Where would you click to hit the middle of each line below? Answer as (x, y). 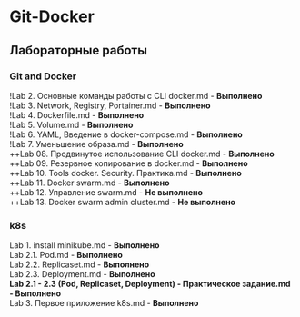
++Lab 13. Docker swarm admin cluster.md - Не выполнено (123, 202)
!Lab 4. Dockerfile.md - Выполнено (77, 114)
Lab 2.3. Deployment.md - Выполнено (82, 274)
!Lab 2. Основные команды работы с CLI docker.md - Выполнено (136, 95)
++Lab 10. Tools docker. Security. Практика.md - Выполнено (126, 173)
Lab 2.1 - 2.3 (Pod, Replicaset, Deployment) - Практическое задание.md (150, 284)
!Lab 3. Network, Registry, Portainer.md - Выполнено (110, 105)
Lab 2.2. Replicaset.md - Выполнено (80, 264)
